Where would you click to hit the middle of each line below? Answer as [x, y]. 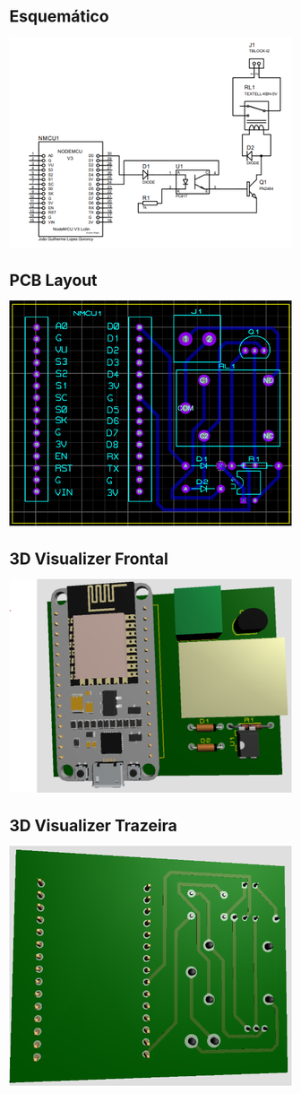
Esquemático [59, 17]
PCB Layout [53, 281]
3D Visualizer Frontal [89, 559]
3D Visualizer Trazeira [93, 825]
